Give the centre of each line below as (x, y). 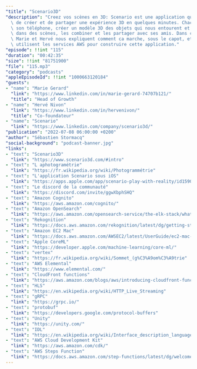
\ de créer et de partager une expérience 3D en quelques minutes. (95, 22)
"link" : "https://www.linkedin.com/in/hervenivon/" (76, 110)
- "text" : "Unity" (28, 318)
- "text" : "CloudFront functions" (48, 275)
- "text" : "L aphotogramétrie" (44, 165)
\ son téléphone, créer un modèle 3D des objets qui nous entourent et (101, 28)
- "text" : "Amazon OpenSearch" (44, 209)
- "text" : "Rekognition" (36, 220)
